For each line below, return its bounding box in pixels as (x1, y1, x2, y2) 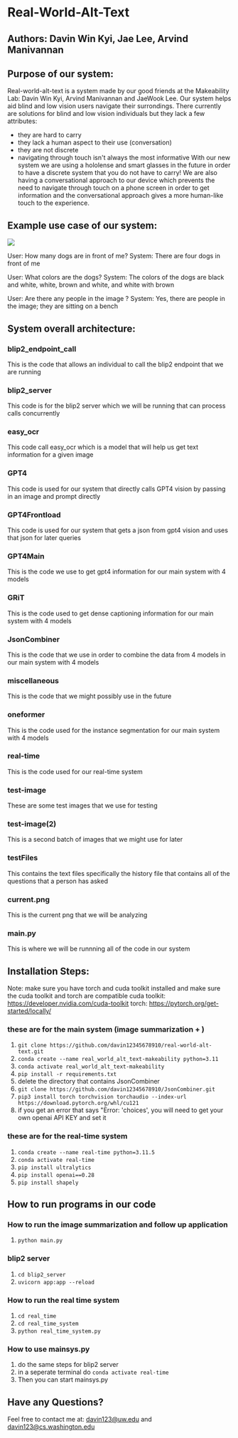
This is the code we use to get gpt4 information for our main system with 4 (7, 567, 226, 576)
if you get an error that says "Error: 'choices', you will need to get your (17, 1106, 224, 1114)
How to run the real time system (7, 1295, 119, 1305)
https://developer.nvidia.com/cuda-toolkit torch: (7, 999, 148, 1008)
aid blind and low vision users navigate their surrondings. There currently (7, 102, 222, 110)
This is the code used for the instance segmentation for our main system (7, 726, 220, 734)
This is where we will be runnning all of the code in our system (7, 944, 190, 953)
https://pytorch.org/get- (148, 999, 219, 1008)
